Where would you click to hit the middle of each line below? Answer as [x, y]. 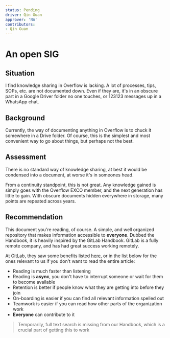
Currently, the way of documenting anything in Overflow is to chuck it [78, 130]
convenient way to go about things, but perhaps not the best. [70, 141]
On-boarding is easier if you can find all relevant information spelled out [88, 298]
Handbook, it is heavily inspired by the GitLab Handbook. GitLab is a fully [82, 240]
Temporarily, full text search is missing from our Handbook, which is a [91, 324]
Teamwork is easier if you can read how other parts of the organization [87, 303]
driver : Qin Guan [24, 15]
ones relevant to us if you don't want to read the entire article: [70, 261]
